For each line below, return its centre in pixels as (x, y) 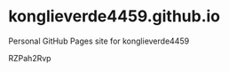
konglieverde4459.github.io (114, 16)
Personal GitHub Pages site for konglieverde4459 (99, 41)
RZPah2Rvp (30, 58)
